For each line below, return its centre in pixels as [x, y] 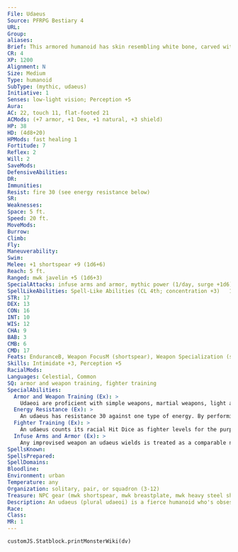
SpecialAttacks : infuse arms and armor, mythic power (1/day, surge [110, 285]
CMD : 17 [19, 350]
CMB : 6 [17, 344]
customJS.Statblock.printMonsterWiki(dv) [69, 541]
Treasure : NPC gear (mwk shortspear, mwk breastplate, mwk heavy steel [115, 495]
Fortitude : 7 [27, 146]
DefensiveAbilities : [38, 172]
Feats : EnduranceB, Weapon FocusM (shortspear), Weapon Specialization [115, 357]
